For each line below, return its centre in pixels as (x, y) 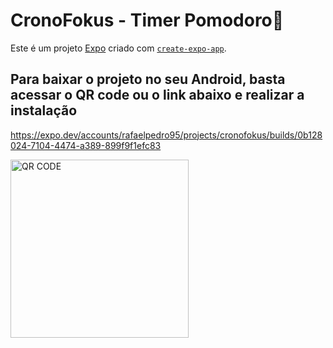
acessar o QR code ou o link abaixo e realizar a (157, 95)
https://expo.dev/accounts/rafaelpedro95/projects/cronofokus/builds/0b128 (166, 135)
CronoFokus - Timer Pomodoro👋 (147, 20)
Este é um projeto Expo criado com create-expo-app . (118, 48)
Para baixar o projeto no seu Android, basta (148, 79)
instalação (44, 110)
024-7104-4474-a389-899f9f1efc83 (86, 145)
